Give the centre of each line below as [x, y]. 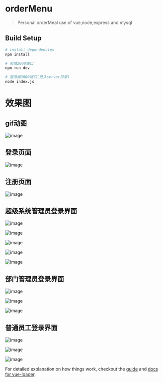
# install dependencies [30, 50]
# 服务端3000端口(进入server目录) [38, 77]
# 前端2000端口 [19, 63]
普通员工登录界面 [31, 328]
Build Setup [23, 38]
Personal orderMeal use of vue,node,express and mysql [75, 22]
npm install [17, 54]
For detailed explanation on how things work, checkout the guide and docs [81, 369]
